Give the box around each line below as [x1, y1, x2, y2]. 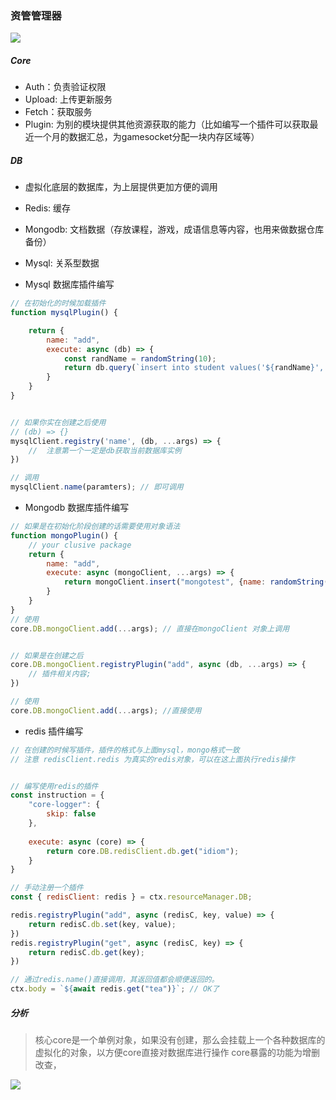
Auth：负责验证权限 [24, 81, 107, 93]
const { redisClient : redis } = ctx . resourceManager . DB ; [10, 892, 253, 902]
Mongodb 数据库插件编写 [24, 502, 130, 514]
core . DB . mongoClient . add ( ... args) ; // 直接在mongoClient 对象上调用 [10, 623, 290, 634]
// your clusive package [28, 540, 132, 550]
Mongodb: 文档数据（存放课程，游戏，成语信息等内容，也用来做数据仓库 [24, 223, 325, 236]
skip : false [46, 809, 97, 819]
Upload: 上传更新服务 [24, 93, 113, 106]
